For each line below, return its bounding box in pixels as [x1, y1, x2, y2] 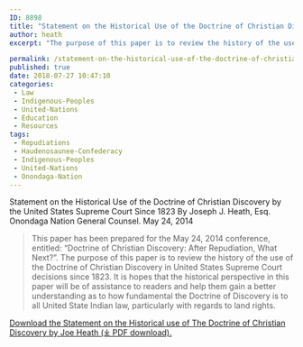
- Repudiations [13, 139, 70, 148]
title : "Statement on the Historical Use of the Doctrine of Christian [9, 22, 284, 31]
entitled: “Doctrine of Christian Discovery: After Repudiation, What [31, 242, 278, 253]
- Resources [13, 122, 59, 131]
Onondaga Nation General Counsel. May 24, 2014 [9, 215, 194, 226]
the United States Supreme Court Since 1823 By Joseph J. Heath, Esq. [9, 206, 271, 217]
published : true [9, 63, 70, 72]
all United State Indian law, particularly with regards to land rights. [31, 300, 277, 311]
